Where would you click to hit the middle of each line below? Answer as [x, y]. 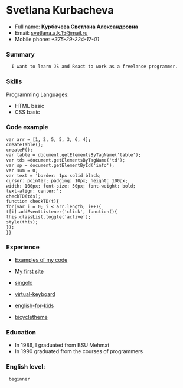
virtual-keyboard [35, 294]
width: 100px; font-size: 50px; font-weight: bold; [71, 186]
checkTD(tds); [24, 196]
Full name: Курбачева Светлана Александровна [76, 27]
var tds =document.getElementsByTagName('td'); [66, 160]
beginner [19, 379]
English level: [26, 367]
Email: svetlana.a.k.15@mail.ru [51, 32]
